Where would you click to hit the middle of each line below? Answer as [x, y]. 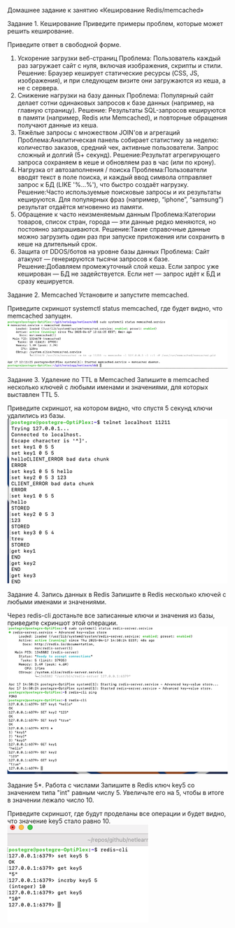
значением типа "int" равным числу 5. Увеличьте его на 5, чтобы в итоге [116, 793]
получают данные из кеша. [58, 125]
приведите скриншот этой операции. [63, 623]
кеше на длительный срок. [57, 244]
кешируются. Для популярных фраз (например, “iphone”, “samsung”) [120, 199]
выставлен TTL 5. [33, 395]
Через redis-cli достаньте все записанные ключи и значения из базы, [111, 616]
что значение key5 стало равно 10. [59, 821]
